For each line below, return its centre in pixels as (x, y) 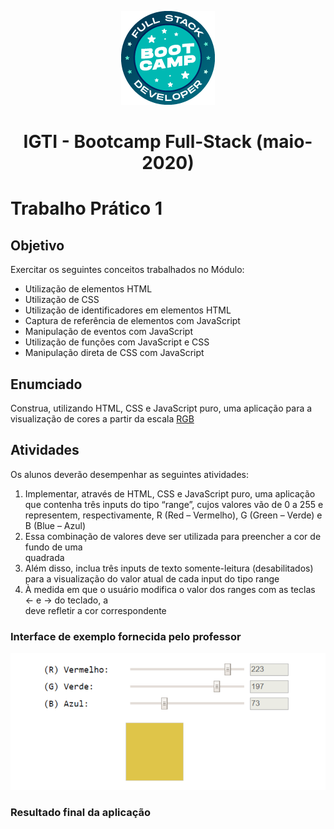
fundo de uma (53, 547)
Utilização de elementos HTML (88, 289)
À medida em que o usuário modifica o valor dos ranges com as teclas (170, 589)
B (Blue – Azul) (55, 525)
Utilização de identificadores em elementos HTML (128, 310)
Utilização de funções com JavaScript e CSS (117, 342)
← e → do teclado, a (66, 600)
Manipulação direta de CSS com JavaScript (114, 353)
